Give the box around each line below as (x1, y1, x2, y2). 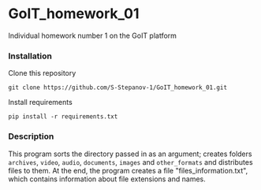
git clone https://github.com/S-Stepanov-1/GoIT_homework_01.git (8, 84, 227, 91)
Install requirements (8, 98, 73, 107)
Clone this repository (8, 69, 76, 78)
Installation (8, 50, 53, 61)
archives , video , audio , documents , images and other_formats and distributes (8, 157, 254, 166)
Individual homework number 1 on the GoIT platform (8, 31, 177, 40)
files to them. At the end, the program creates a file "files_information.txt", (8, 166, 248, 175)
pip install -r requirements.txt (8, 113, 118, 121)
